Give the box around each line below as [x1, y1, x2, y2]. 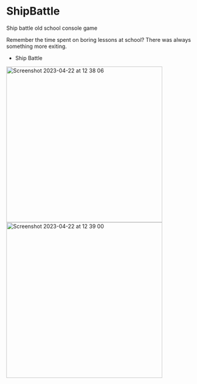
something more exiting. [6, 43, 67, 50]
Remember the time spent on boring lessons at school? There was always [6, 36, 192, 43]
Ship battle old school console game [6, 24, 98, 32]
